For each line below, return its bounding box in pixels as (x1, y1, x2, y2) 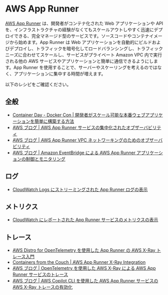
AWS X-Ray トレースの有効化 (12, 284, 73, 290)
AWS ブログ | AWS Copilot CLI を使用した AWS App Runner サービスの (12, 278, 158, 284)
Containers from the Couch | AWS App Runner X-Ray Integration (12, 259, 146, 265)
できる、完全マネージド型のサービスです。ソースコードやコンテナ (14, 33, 149, 39)
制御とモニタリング (26, 156, 66, 162)
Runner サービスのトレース (12, 271, 69, 277)
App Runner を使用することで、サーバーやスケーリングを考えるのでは (13, 64, 158, 70)
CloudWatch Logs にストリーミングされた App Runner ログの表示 (12, 186, 148, 192)
